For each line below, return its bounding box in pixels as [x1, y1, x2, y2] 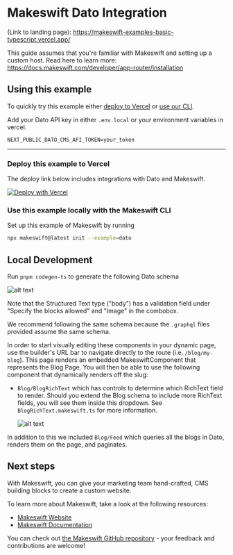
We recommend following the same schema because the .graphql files [7, 320, 210, 329]
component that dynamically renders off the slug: [7, 370, 148, 379]
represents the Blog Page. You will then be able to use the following [7, 363, 200, 372]
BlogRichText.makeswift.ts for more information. [17, 406, 158, 415]
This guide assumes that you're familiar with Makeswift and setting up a [7, 49, 213, 57]
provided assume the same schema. [7, 328, 111, 336]
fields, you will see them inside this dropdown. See [17, 399, 163, 407]
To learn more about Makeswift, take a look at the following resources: [7, 499, 209, 508]
